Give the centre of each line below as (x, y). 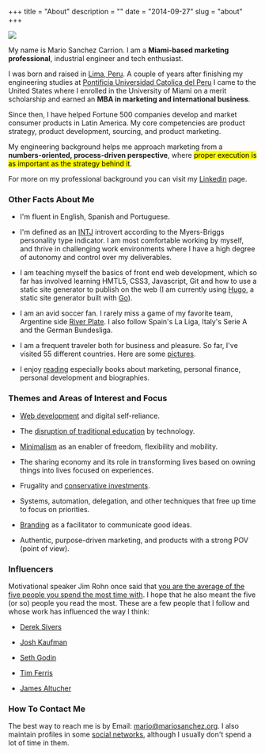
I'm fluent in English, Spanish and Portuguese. (95, 216)
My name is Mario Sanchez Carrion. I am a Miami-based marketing (119, 50)
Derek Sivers (40, 626)
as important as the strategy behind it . (70, 163)
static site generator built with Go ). (76, 298)
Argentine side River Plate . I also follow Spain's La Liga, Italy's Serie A (133, 322)
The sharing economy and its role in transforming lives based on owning (137, 461)
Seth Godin (38, 657)
